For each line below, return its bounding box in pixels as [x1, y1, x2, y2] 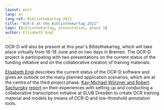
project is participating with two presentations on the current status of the [5, 54, 156, 60]
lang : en [5, 12, 23, 17]
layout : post [5, 7, 32, 12]
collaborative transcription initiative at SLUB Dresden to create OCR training [5, 90, 160, 96]
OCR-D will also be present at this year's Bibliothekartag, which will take [5, 44, 153, 49]
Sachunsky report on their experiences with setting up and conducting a [5, 85, 153, 90]
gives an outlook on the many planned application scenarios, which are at [5, 74, 156, 80]
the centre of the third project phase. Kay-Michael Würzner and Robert [5, 79, 150, 85]
